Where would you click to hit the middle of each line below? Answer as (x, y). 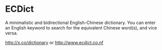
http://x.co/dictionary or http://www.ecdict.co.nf (54, 42)
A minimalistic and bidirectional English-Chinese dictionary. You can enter (81, 23)
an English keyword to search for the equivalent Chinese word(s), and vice (81, 27)
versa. (12, 33)
